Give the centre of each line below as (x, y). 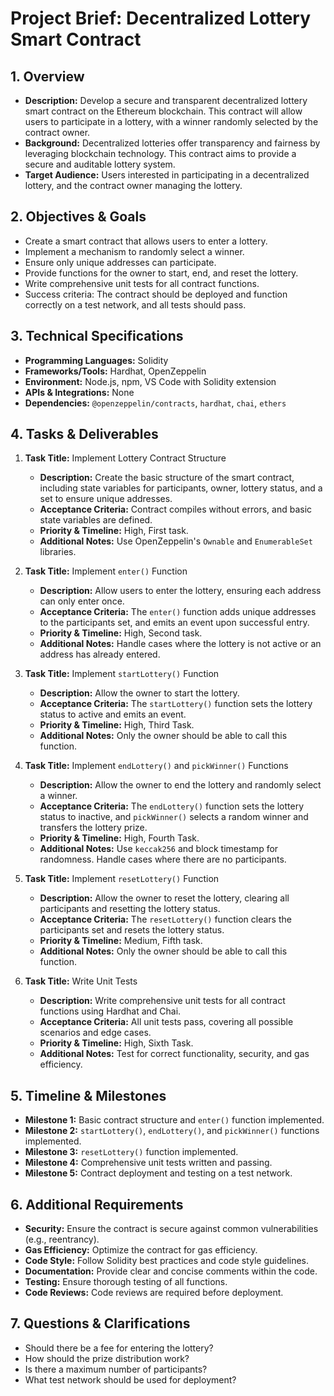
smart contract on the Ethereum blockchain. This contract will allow (163, 111)
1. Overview (47, 76)
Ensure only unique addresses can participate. (120, 262)
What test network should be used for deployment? (130, 1379)
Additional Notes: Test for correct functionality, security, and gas (174, 1054)
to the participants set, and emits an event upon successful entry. (174, 623)
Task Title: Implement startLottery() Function (122, 674)
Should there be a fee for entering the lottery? (119, 1348)
